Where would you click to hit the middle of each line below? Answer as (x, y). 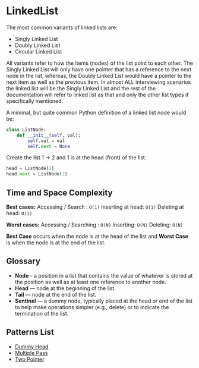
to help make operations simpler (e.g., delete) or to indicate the (92, 307)
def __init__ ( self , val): (49, 135)
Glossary (23, 261)
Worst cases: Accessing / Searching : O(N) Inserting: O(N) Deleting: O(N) (95, 225)
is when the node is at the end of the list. (56, 243)
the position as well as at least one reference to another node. (90, 282)
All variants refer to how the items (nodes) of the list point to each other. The (99, 63)
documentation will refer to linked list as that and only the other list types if (97, 95)
